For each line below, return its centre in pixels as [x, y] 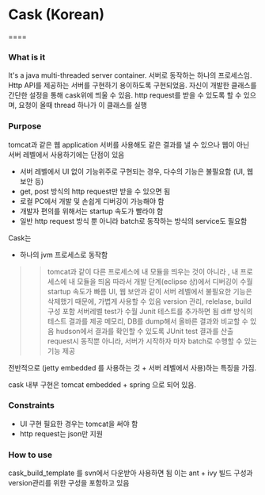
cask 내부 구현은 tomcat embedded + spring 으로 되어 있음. [102, 384]
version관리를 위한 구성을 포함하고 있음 [69, 483]
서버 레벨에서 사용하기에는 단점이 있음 [66, 154]
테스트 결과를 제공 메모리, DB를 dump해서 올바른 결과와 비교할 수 [148, 321]
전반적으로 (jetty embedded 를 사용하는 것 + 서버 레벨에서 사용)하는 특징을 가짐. [132, 367]
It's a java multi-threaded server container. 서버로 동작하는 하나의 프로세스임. [130, 75]
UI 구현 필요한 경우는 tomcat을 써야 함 [79, 424]
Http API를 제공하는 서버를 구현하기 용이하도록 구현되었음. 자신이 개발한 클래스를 [132, 86]
